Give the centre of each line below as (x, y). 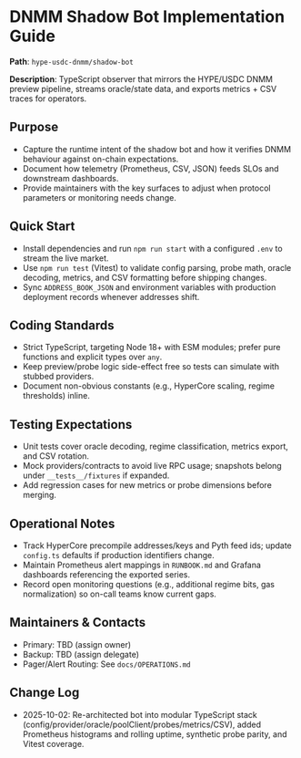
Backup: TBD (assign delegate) (80, 654)
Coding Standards (62, 325)
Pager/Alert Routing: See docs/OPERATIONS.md (106, 664)
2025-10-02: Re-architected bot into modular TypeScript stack (140, 714)
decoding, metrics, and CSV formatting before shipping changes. (145, 277)
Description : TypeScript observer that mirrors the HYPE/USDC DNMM (141, 78)
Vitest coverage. (53, 743)
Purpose (34, 127)
